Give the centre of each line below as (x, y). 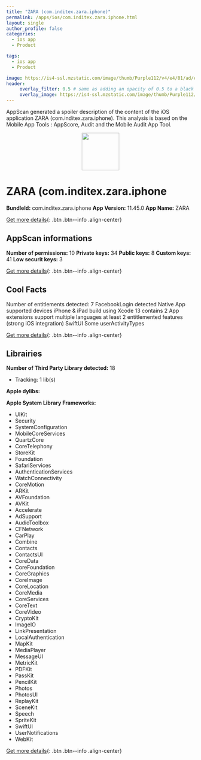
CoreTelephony (33, 447)
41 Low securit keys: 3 (34, 259)
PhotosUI (26, 695)
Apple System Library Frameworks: (51, 403)
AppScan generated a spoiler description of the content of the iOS (88, 112)
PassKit (24, 675)
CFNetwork (29, 529)
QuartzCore (29, 440)
